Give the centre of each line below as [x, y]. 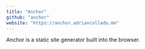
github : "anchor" [28, 17]
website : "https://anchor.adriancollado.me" [63, 23]
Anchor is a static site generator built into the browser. [73, 40]
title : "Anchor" [26, 12]
